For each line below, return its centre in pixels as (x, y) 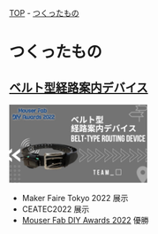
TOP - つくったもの (44, 13)
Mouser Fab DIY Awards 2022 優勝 (85, 220)
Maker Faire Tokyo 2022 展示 (75, 198)
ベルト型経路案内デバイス (79, 87)
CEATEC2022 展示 (56, 209)
